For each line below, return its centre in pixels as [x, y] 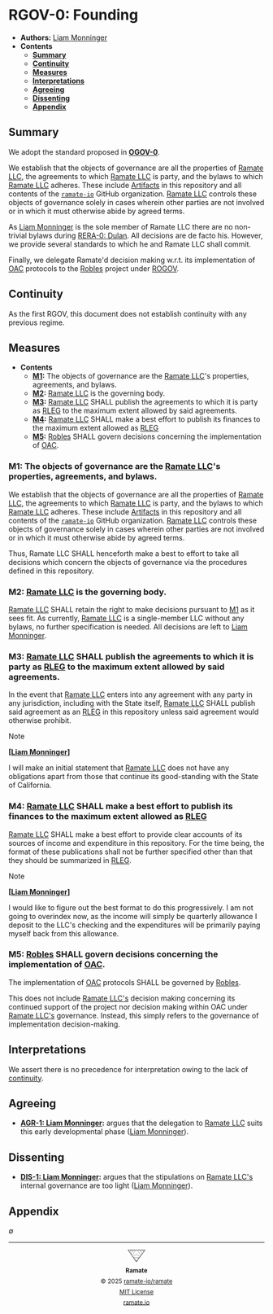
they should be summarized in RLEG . [70, 860]
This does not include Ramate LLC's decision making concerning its [122, 998]
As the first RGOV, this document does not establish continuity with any [128, 313]
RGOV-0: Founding [74, 15]
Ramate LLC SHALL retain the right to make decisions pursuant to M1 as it [132, 609]
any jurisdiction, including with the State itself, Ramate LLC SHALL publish [132, 703]
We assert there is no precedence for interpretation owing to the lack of [128, 1069]
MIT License [136, 1292]
